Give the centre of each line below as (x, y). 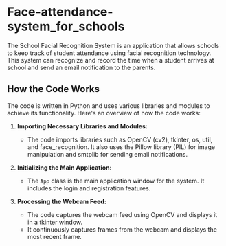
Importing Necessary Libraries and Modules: (82, 126)
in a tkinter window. (55, 222)
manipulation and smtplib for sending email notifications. (108, 154)
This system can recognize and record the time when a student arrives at (111, 60)
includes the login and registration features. (89, 188)
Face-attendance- (60, 12)
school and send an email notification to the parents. (81, 67)
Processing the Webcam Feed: (61, 201)
